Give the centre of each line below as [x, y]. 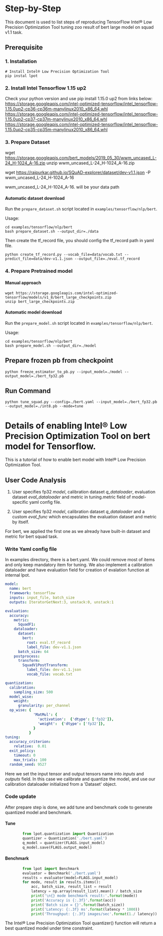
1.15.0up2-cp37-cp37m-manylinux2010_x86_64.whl [56, 119]
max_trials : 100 [30, 760]
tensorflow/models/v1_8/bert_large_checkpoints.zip [58, 297]
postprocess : [27, 656]
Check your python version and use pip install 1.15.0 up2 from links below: [79, 98]
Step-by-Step [33, 9]
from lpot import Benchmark [51, 868]
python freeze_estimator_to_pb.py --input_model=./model [64, 372]
